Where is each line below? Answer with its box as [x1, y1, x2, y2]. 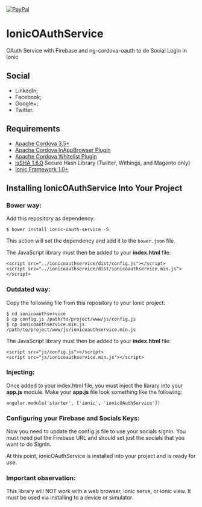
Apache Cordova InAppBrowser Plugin [14, 146, 111, 154]
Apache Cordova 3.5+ [14, 140, 71, 147]
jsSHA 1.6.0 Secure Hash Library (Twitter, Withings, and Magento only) [14, 159, 191, 166]
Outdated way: [6, 285, 51, 293]
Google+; [14, 100, 39, 107]
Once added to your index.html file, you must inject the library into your [6, 382, 183, 389]
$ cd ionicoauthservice [6, 310, 66, 317]
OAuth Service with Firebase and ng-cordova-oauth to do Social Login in [6, 47, 187, 54]
